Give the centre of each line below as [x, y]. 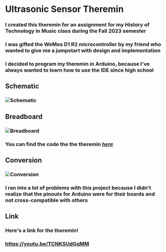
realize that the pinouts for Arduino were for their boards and [80, 194]
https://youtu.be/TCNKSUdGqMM [47, 244]
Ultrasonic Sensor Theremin [65, 9]
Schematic [22, 86]
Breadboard [24, 116]
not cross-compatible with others [46, 200]
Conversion [24, 160]
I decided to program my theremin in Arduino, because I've [78, 64]
